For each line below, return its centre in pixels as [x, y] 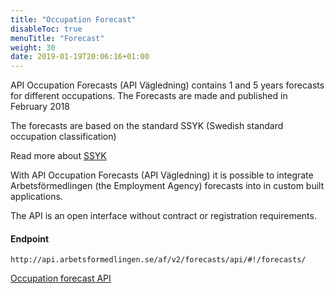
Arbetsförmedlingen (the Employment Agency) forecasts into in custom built [167, 186]
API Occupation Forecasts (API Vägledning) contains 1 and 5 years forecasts [167, 85]
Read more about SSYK [58, 156]
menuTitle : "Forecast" [57, 38]
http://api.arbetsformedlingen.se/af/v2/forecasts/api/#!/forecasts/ [158, 260]
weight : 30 [33, 47]
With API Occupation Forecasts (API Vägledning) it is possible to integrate [162, 175]
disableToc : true [46, 29]
